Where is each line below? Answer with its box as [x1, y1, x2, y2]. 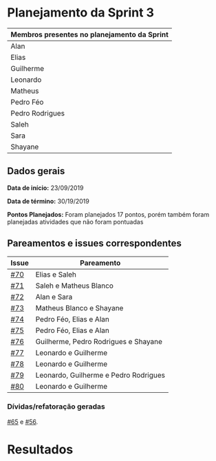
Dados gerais [7, 165, 65, 177]
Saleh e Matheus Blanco [35, 281, 114, 290]
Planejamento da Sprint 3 [7, 5, 155, 21]
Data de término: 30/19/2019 [7, 197, 89, 205]
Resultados [7, 442, 74, 458]
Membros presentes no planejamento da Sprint [10, 30, 169, 39]
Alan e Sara [35, 292, 73, 301]
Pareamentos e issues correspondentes [7, 237, 182, 249]
